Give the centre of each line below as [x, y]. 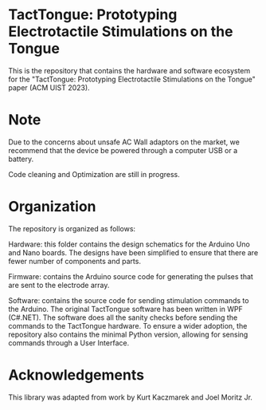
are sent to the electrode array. [59, 285]
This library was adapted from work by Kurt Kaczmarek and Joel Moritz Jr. [131, 397]
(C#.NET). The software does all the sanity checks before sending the [123, 317]
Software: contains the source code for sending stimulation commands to [129, 300]
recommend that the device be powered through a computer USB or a [123, 150]
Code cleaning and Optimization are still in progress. [94, 174]
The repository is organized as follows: [72, 228]
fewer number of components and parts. [75, 261]
